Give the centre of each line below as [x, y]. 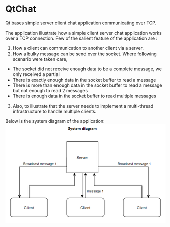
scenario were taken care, [40, 59]
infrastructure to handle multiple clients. [54, 111]
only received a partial [36, 74]
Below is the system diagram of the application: [55, 121]
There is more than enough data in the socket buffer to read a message [87, 85]
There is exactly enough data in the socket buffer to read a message [84, 80]
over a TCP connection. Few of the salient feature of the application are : [81, 38]
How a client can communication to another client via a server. [78, 48]
